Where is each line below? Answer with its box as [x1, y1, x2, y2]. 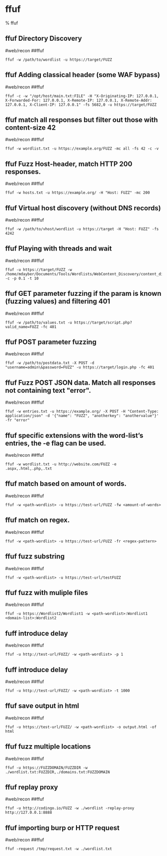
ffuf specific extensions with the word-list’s [5, 431, 144, 439]
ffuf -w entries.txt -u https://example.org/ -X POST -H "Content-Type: [5, 409, 159, 414]
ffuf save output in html [5, 702, 80, 710]
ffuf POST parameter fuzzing [5, 338, 97, 346]
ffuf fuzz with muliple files [5, 588, 88, 597]
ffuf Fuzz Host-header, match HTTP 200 [5, 160, 133, 168]
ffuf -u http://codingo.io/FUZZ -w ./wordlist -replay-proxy [5, 806, 135, 811]
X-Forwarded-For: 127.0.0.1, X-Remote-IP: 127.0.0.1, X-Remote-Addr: [5, 98, 153, 103]
